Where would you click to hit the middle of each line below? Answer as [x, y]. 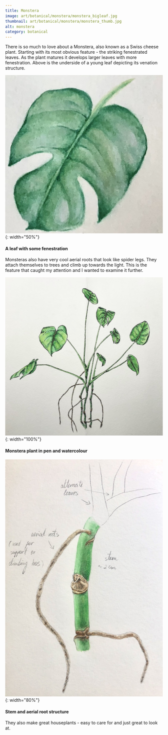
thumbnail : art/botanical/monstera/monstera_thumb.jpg [63, 21]
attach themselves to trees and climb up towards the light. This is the [76, 265]
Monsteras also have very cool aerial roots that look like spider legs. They [81, 260]
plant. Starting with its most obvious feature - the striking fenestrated [76, 52]
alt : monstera [20, 27]
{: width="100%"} [23, 439]
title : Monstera [22, 11]
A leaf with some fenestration [37, 248]
